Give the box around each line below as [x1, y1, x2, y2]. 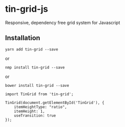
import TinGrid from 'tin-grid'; [5, 92, 74, 97]
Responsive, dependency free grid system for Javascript [5, 20, 121, 25]
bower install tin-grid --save [5, 83, 69, 88]
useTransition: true [14, 113, 56, 118]
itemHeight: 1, [14, 109, 45, 114]
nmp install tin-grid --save [5, 65, 65, 70]
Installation [5, 34, 40, 42]
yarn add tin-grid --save [5, 47, 58, 52]
